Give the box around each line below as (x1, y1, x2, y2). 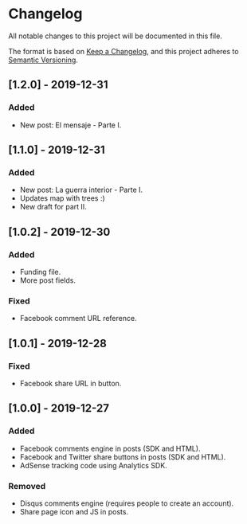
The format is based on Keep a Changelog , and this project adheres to (8, 46, 239, 56)
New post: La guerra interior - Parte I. (19, 185, 143, 195)
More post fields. (19, 276, 76, 285)
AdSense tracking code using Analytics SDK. (19, 460, 167, 470)
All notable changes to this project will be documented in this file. (8, 31, 223, 41)
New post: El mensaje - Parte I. (19, 120, 122, 130)
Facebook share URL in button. (19, 378, 122, 388)
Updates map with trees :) (19, 194, 105, 203)
